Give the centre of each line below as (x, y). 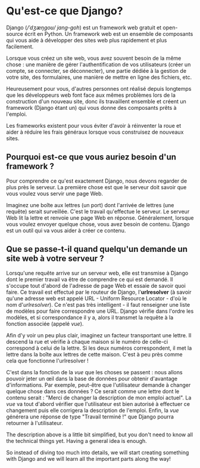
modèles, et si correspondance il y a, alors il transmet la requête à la (90, 317)
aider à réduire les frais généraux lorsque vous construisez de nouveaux (95, 132)
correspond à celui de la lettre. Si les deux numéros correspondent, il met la (99, 348)
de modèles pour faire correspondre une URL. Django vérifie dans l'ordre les (100, 311)
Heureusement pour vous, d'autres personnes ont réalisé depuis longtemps (99, 88)
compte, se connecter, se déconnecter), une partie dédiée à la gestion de (96, 70)
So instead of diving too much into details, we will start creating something (98, 452)
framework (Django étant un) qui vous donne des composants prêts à (91, 107)
